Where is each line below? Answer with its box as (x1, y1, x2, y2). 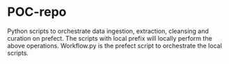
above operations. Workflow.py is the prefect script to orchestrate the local (7, 41, 223, 50)
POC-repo (7, 4, 67, 20)
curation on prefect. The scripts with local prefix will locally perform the (7, 34, 212, 42)
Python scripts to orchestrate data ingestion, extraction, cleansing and (7, 27, 209, 35)
